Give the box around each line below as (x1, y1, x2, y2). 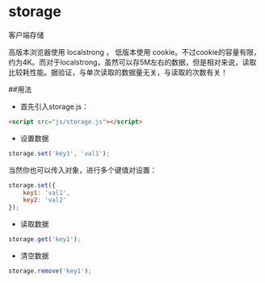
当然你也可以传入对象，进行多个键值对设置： (8, 164, 158, 175)
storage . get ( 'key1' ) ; (8, 235, 82, 243)
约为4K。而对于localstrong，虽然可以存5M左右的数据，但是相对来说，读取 (8, 57, 257, 67)
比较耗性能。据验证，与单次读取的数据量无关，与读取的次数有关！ (8, 67, 228, 77)
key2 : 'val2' (23, 196, 67, 204)
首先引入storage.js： (19, 102, 89, 111)
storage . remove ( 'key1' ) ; (8, 267, 92, 276)
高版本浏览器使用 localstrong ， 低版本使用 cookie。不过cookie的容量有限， (8, 47, 261, 56)
